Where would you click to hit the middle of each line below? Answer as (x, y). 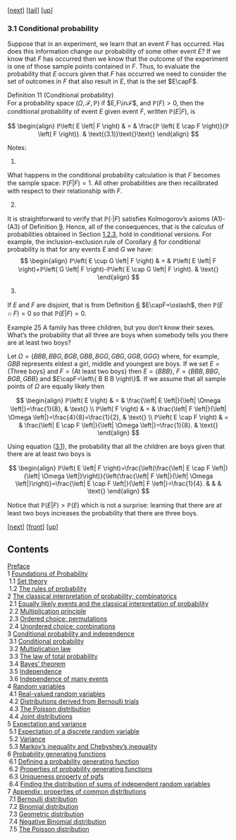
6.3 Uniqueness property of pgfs (56, 776)
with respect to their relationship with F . (65, 191)
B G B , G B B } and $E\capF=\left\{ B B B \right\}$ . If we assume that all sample (117, 379)
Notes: (17, 148)
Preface (19, 566)
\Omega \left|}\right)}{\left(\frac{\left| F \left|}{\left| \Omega (127, 476)
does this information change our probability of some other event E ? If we (114, 52)
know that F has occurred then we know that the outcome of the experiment (118, 59)
